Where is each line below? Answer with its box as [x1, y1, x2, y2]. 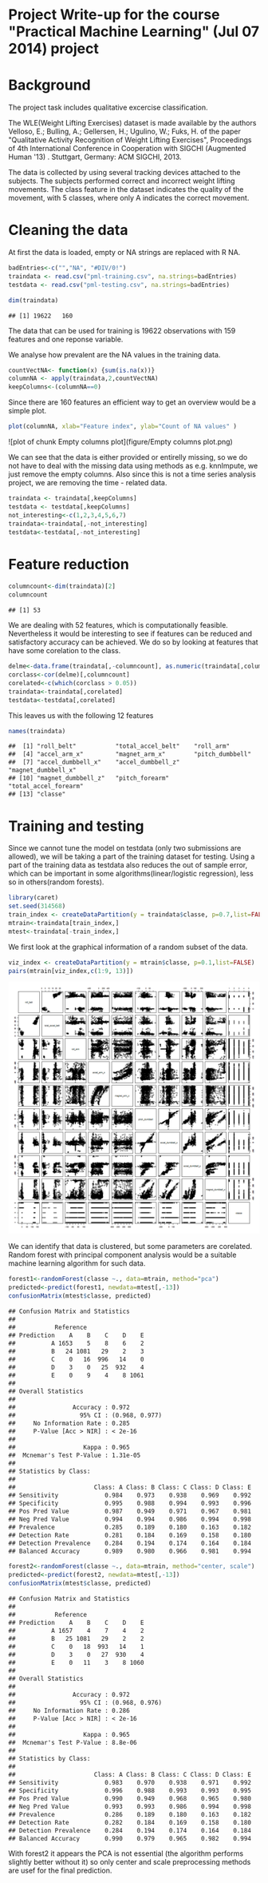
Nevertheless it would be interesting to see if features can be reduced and [8, 629, 253, 639]
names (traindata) [8, 727, 66, 735]
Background [8, 76, 91, 94]
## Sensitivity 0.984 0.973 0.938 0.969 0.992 [8, 1491, 251, 1500]
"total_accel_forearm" [8, 782, 84, 791]
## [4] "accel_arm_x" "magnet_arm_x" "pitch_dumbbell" [8, 750, 251, 759]
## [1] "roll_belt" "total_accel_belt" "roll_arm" [8, 742, 230, 751]
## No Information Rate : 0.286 [8, 1706, 130, 1714]
